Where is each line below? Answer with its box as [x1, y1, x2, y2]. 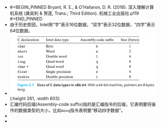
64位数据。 [9, 28, 33, 33]
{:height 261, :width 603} [9, 96, 60, 102]
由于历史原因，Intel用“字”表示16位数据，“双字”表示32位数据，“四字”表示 [9, 21, 156, 27]
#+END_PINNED [9, 16, 43, 21]
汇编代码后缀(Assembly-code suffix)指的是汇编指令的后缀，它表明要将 [9, 102, 152, 107]
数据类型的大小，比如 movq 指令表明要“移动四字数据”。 [18, 107, 126, 113]
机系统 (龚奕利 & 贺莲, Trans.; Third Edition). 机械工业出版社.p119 [9, 10, 139, 16]
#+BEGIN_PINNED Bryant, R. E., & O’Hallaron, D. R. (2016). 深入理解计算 [9, 4, 154, 10]
